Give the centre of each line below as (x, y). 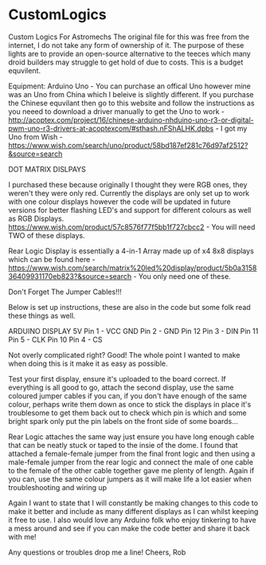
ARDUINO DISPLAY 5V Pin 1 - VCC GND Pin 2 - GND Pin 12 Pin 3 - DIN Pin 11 (133, 331)
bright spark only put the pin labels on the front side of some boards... (123, 421)
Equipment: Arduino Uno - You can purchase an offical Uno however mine (129, 86)
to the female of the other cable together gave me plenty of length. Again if (131, 470)
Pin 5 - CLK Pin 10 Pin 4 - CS (55, 339)
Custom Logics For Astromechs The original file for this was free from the (129, 37)
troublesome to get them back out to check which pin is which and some (127, 413)
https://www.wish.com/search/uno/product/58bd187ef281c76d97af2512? (128, 145)
